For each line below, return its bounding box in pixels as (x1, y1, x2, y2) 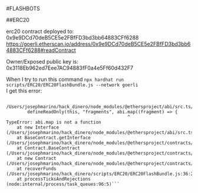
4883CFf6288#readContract (6, 47, 77, 54)
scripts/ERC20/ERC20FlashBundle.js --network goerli (6, 82, 138, 88)
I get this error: (6, 87, 42, 94)
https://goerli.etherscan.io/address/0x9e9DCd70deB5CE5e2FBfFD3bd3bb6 (6, 41, 191, 47)
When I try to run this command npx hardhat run (6, 76, 124, 83)
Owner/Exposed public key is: (6, 58, 78, 65)
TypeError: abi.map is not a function (6, 119, 101, 125)
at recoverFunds (16, 166, 57, 172)
